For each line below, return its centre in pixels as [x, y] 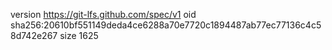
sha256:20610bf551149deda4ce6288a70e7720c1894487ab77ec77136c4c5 [166, 25]
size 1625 [79, 35]
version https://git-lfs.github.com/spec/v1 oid [103, 14]
